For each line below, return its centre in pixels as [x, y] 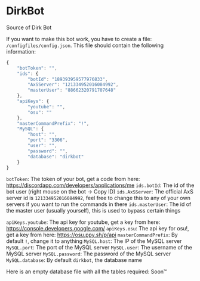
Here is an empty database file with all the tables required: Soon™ [87, 271]
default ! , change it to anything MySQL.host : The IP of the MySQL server [94, 241]
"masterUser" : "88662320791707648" [72, 90]
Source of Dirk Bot [29, 27]
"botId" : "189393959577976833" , [68, 79]
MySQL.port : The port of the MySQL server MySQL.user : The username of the [99, 248]
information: [21, 51]
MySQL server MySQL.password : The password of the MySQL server [89, 254]
